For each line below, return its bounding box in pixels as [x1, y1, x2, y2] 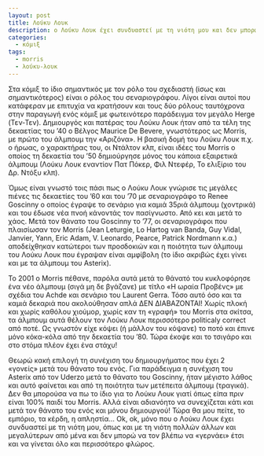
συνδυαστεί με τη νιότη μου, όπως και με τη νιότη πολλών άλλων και [8, 422, 236, 432]
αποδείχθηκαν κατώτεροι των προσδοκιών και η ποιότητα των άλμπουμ [8, 241, 244, 251]
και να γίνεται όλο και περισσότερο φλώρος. [8, 439, 155, 448]
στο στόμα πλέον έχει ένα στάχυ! [8, 340, 118, 350]
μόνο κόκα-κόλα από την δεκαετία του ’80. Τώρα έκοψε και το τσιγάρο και [8, 332, 251, 341]
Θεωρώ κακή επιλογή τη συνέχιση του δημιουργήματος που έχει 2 [8, 355, 225, 365]
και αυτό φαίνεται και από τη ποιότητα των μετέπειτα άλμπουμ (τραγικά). [8, 381, 249, 390]
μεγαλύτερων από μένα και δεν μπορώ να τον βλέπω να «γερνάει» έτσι [8, 430, 244, 440]
